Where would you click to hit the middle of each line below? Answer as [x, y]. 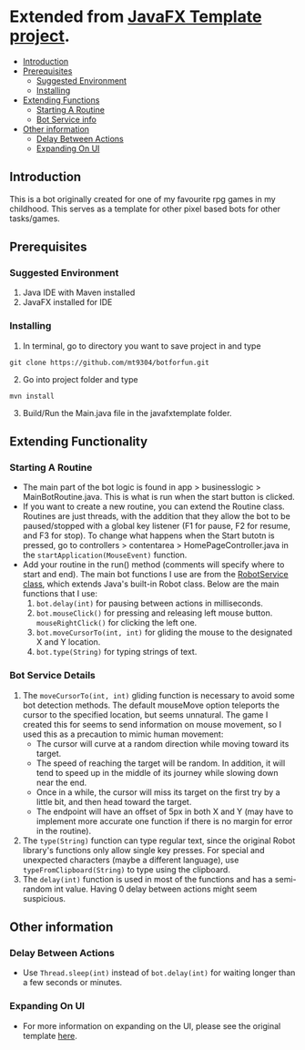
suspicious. [44, 898]
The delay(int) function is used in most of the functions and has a [147, 879]
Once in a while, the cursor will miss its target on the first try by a [158, 792]
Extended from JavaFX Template [136, 17]
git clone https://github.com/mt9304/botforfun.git [109, 362]
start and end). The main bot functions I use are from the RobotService [155, 575]
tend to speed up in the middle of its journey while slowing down [158, 772]
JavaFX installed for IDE [67, 302]
